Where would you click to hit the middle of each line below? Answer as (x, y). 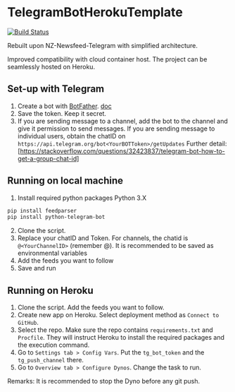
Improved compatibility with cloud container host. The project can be (107, 59)
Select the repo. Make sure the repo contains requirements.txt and (115, 330)
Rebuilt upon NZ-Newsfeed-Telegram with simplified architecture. (103, 45)
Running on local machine (65, 181)
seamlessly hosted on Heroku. (51, 66)
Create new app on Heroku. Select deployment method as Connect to (118, 315)
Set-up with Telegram (56, 89)
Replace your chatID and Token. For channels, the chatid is (103, 238)
